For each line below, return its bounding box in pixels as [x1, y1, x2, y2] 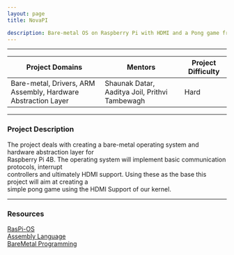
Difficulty [187, 67, 220, 77]
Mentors [126, 62, 156, 72]
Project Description [7, 124, 75, 134]
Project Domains [26, 62, 83, 72]
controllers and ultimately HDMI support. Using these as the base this [7, 170, 207, 178]
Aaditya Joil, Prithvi [104, 87, 169, 97]
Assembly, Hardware [10, 87, 79, 97]
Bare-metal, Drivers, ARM [10, 78, 95, 88]
